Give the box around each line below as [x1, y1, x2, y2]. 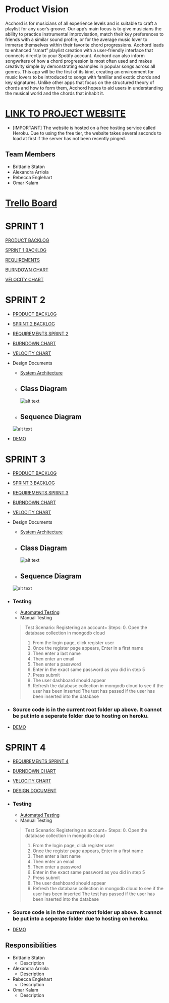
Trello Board [5, 197, 58, 208]
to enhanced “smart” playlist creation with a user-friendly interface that [5, 47, 153, 53]
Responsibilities [5, 941, 57, 950]
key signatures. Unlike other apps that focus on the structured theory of [5, 79, 154, 86]
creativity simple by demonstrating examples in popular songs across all [5, 63, 155, 69]
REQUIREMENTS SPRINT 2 [12, 330, 69, 337]
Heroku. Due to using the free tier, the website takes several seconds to [12, 130, 161, 136]
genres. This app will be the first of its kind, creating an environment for [5, 68, 154, 74]
